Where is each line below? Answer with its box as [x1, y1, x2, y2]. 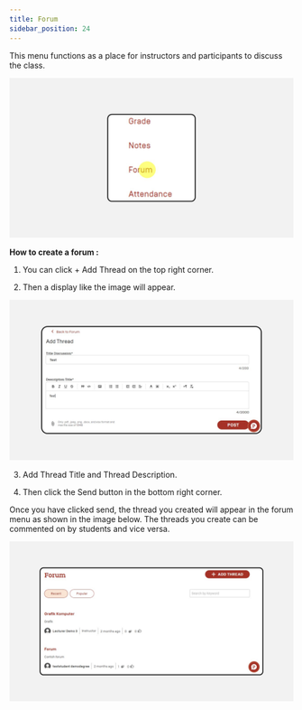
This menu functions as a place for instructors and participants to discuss [9, 50, 283, 61]
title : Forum [9, 14, 59, 23]
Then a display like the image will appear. [22, 282, 176, 293]
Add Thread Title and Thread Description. [22, 469, 178, 480]
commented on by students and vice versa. [9, 523, 170, 534]
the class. [9, 60, 46, 70]
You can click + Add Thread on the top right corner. [22, 265, 215, 275]
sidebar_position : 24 [9, 23, 91, 33]
